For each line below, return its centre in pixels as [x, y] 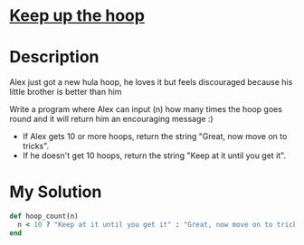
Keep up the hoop [77, 16]
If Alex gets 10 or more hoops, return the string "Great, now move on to [155, 137]
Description [54, 57]
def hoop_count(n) [44, 217]
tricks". [36, 146]
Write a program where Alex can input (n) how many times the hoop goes [146, 109]
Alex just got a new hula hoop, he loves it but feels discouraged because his [151, 82]
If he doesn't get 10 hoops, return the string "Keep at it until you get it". [154, 155]
